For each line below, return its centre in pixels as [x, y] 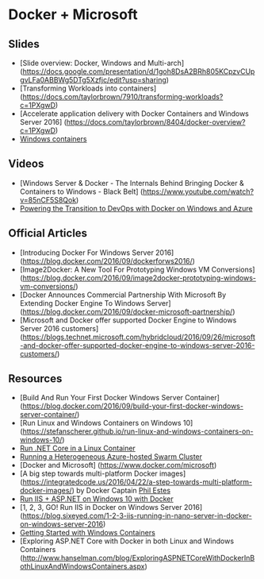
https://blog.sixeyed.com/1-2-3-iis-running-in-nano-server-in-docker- [137, 516]
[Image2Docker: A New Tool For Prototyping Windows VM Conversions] [137, 269]
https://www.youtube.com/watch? [198, 191]
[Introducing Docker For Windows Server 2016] [97, 253]
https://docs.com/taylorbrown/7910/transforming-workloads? [123, 96]
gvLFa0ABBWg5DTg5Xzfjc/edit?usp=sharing [93, 80]
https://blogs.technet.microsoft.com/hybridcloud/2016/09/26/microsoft [139, 337]
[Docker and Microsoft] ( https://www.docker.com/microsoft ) [118, 465]
